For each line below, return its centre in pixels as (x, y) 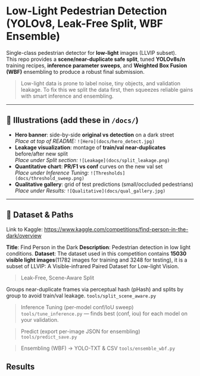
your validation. (40, 319)
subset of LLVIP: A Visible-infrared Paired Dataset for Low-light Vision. (93, 266)
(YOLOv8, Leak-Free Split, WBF (85, 24)
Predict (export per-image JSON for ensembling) (81, 331)
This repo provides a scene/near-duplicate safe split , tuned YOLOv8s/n (96, 59)
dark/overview (24, 235)
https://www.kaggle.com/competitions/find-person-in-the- (116, 229)
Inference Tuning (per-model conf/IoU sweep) (77, 307)
